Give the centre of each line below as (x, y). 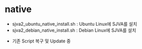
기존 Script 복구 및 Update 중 (41, 41)
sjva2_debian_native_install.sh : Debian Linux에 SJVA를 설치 (74, 30)
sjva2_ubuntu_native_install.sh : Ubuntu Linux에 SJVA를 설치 (75, 24)
